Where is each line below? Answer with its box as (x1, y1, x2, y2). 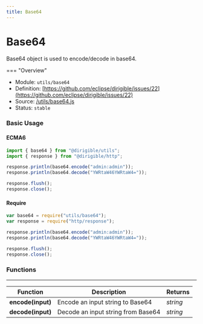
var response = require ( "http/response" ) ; (6, 218, 115, 224)
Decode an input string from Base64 (57, 308, 161, 316)
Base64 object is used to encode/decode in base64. (6, 55, 137, 62)
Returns (166, 288, 190, 296)
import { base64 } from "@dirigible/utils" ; (6, 147, 120, 154)
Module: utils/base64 (14, 78, 70, 85)
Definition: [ (14, 85, 45, 92)
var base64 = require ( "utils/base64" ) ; (6, 213, 107, 219)
